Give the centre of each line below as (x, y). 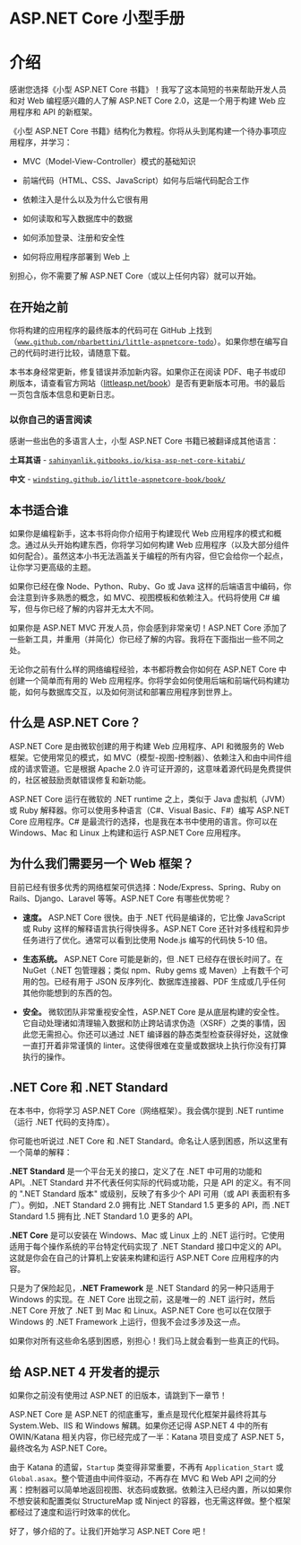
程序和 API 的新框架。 (57, 112)
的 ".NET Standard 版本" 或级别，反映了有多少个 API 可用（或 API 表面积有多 (150, 1194)
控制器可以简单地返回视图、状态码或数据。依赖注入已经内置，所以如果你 (158, 1490)
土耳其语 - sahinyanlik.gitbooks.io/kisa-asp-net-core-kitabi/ (128, 460)
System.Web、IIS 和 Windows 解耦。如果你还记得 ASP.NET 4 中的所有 (139, 1426)
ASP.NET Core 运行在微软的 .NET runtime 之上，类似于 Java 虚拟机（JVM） (150, 799)
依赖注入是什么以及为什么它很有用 (85, 199)
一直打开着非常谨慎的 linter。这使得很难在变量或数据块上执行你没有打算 (154, 1045)
